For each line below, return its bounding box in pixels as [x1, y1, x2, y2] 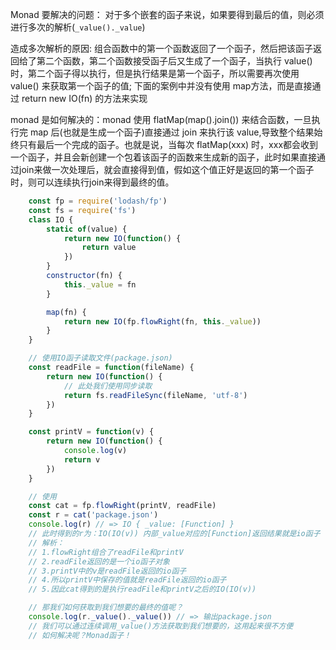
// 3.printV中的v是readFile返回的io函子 [28, 566, 187, 576]
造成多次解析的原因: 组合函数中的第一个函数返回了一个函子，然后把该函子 [10, 43, 313, 54]
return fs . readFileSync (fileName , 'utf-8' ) [63, 390, 248, 400]
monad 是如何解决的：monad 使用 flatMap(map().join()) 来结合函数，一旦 [10, 114, 312, 125]
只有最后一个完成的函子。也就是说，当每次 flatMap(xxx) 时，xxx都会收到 [18, 139, 319, 150]
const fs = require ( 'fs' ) [28, 205, 137, 215]
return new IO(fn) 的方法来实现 [21, 93, 148, 104]
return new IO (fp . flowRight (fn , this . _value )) [63, 316, 262, 327]
